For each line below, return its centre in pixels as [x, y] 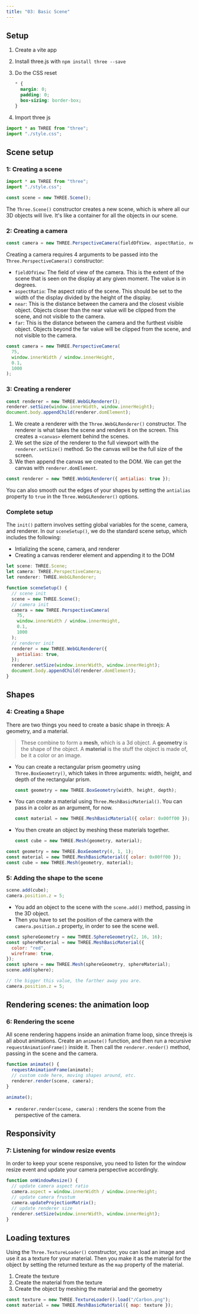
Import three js [33, 117]
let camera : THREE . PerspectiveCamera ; [54, 572]
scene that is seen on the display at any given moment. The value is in [100, 279]
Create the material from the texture [58, 1283]
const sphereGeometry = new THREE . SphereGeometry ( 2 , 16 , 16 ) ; [84, 937]
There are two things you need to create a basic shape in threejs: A [88, 725]
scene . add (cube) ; [28, 890]
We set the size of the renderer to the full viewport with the [86, 443]
